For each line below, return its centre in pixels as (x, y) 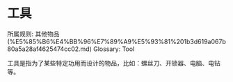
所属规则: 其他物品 (33, 34)
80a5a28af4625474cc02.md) (49, 49)
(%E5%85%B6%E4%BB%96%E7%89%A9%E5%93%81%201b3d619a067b (116, 41)
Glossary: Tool (114, 49)
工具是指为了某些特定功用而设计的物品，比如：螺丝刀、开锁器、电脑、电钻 (114, 63)
